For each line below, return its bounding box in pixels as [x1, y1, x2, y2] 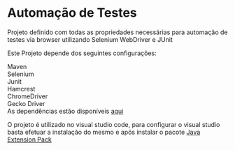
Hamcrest [7, 84, 36, 93]
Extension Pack [7, 135, 52, 144]
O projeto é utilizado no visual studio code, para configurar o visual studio [7, 120, 220, 128]
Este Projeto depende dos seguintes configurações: [7, 49, 157, 57]
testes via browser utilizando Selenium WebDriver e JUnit [7, 35, 173, 43]
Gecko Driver [7, 99, 45, 107]
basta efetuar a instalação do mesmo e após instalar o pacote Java [7, 128, 201, 136]
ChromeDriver [7, 92, 48, 100]
